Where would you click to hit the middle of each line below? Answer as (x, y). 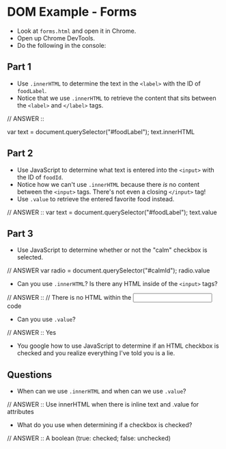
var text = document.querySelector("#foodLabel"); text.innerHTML (101, 131)
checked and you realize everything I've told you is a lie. (96, 353)
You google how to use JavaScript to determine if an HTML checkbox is (118, 346)
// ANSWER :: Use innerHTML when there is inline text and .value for (103, 405)
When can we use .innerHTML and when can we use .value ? (101, 392)
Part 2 (20, 154)
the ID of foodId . (40, 177)
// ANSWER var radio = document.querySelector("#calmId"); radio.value (109, 270)
